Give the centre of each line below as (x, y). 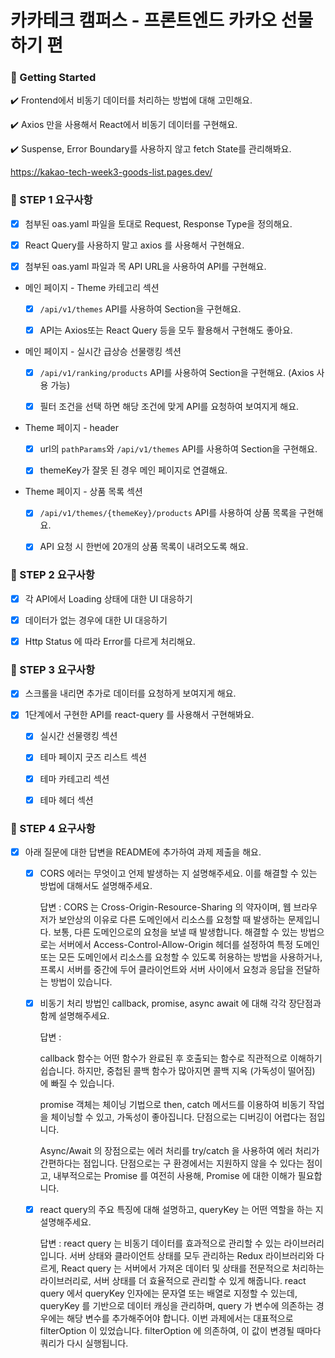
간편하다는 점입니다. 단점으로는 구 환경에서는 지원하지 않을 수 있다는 (172, 1163)
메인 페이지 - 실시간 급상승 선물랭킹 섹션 (103, 352)
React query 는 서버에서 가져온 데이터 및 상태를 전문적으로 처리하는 (193, 1268)
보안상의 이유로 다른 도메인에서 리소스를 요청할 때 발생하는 (172, 920)
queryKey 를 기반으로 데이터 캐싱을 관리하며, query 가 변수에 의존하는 (176, 1306)
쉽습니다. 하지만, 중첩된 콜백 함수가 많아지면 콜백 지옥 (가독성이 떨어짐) (177, 1071)
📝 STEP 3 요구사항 (53, 669)
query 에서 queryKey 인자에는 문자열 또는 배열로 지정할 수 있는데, (168, 1293)
